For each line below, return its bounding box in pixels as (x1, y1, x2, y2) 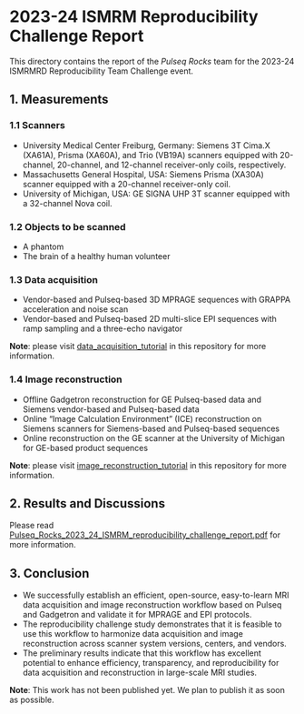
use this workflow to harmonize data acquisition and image (22, 629, 243, 639)
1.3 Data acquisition (9, 273, 98, 286)
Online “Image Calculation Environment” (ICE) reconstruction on (22, 413, 262, 424)
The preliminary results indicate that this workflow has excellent (22, 648, 261, 659)
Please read (9, 520, 54, 531)
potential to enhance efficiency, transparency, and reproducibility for (22, 658, 279, 669)
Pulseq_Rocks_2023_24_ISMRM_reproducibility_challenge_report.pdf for (9, 529, 281, 540)
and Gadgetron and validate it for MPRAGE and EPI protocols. (22, 609, 252, 620)
